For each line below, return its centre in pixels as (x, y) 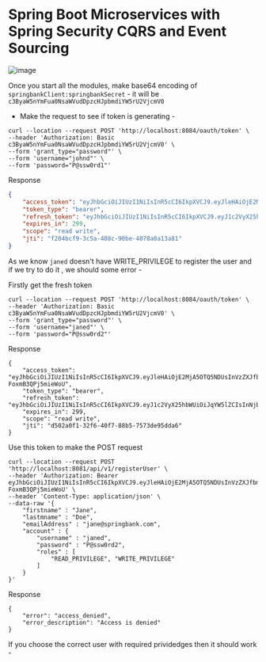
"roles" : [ (57, 552)
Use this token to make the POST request (76, 447)
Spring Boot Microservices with (114, 15)
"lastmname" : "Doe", (58, 517)
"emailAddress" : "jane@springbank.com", (91, 524)
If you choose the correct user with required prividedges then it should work (133, 644)
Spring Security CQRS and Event (118, 31)
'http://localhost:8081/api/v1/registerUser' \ (88, 469)
